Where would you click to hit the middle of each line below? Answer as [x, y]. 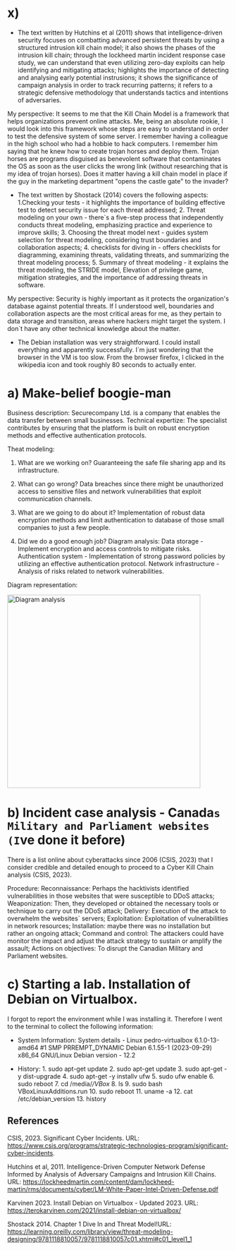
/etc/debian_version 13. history [62, 1098]
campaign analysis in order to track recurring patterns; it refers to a [115, 85]
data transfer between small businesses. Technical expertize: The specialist [117, 420]
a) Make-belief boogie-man [89, 393]
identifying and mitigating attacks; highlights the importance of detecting [123, 70]
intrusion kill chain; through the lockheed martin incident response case [121, 55]
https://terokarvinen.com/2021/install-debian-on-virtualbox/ [94, 1210]
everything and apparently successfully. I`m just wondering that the [115, 349]
